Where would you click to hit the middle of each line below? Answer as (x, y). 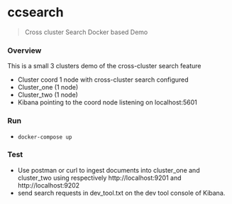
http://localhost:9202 (49, 185)
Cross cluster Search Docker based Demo (86, 32)
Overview (24, 50)
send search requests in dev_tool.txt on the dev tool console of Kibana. (121, 193)
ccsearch (35, 12)
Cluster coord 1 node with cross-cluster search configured (103, 80)
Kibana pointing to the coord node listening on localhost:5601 (107, 102)
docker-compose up (45, 137)
